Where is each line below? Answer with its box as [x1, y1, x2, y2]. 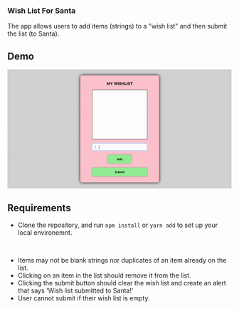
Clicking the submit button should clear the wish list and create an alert [17, 279, 226, 288]
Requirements [7, 202, 71, 214]
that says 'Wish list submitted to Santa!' [17, 286, 134, 295]
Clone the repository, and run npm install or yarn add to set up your [17, 221, 218, 230]
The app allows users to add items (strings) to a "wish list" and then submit [7, 22, 228, 31]
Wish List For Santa [7, 6, 76, 16]
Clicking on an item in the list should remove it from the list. [17, 271, 191, 280]
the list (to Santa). [7, 29, 60, 38]
